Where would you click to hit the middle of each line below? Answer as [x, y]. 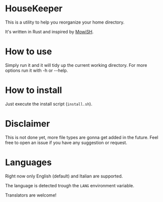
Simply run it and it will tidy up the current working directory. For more [76, 65]
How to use [29, 52]
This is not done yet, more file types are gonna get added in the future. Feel [82, 137]
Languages [28, 162]
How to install [34, 90]
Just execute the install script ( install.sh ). [49, 104]
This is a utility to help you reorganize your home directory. [65, 22]
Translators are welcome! [31, 195]
